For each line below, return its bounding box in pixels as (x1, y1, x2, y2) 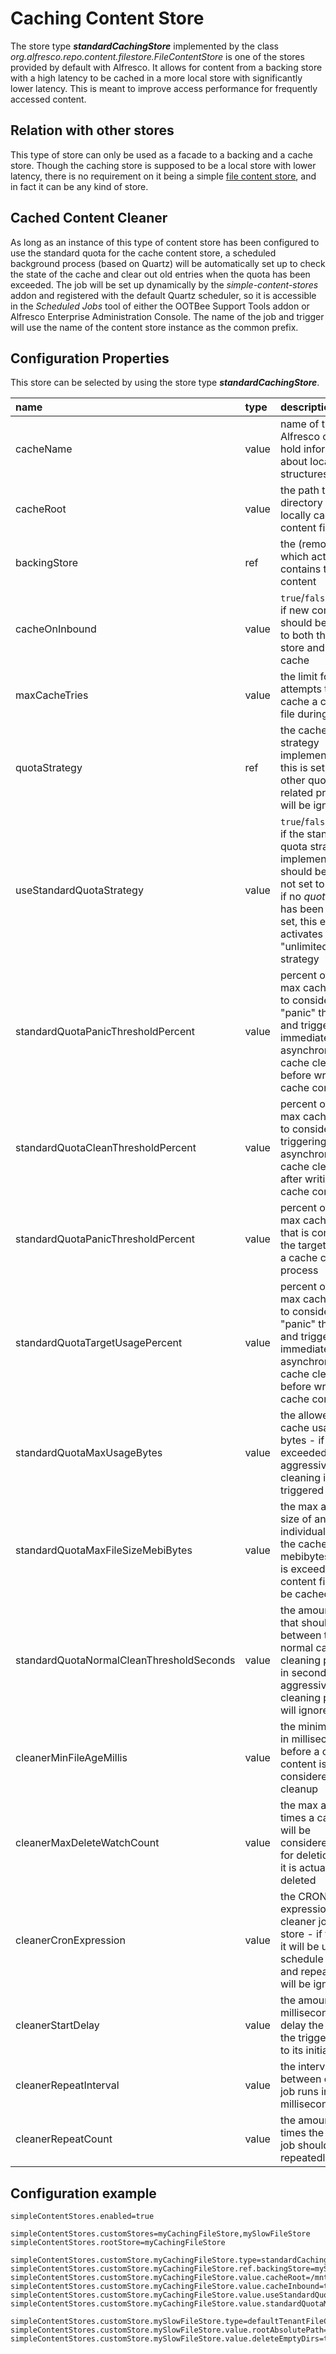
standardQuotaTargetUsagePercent (15, 1336, 183, 1350)
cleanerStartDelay (15, 2018, 100, 2032)
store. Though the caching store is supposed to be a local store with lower (10, 159, 317, 171)
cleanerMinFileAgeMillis (15, 1751, 128, 1765)
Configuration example (10, 2185, 157, 2202)
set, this (279, 915, 318, 929)
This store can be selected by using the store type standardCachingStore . (10, 377, 320, 389)
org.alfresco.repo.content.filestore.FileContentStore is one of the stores (10, 50, 305, 62)
